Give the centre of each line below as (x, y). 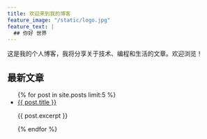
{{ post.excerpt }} (43, 116)
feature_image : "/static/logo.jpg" (59, 20)
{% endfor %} (37, 129)
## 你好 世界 (30, 33)
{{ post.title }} (37, 102)
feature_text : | (31, 26)
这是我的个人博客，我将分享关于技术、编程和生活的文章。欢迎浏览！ (105, 54)
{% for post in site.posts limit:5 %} (67, 95)
